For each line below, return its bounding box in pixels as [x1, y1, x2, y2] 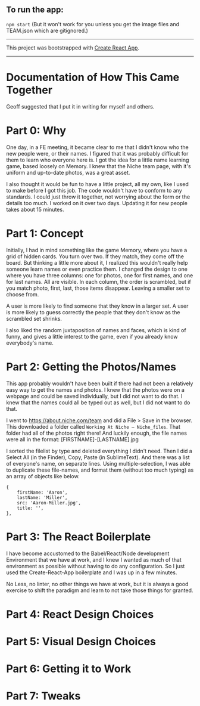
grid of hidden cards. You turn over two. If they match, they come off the [6, 253, 185, 260]
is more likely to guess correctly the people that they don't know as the [6, 308, 180, 315]
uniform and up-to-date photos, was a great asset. [6, 169, 130, 176]
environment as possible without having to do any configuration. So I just [6, 562, 185, 569]
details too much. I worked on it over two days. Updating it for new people [6, 199, 187, 206]
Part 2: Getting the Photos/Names [6, 360, 177, 373]
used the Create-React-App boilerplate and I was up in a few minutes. [6, 569, 177, 576]
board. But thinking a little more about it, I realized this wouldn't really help [6, 259, 189, 266]
